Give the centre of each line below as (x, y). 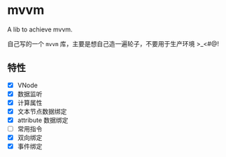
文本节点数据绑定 (42, 111)
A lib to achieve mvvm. (40, 29)
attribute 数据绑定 (43, 120)
